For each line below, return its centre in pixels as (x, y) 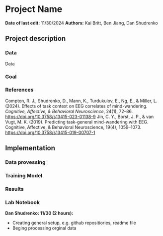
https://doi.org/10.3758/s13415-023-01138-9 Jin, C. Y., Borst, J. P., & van (80, 117)
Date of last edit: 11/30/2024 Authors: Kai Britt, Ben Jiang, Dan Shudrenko (81, 23)
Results (14, 189)
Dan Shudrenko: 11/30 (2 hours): (39, 213)
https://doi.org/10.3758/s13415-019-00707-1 (50, 132)
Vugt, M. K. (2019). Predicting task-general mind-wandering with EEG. (77, 122)
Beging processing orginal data (44, 228)
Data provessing (25, 162)
